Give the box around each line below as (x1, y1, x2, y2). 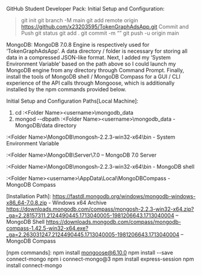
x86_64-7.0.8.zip (6, 199, 47, 206)
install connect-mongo (6, 262, 63, 269)
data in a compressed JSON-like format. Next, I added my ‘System (6, 54, 171, 61)
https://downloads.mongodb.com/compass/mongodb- (46, 219, 182, 225)
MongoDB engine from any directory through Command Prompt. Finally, (6, 67, 185, 74)
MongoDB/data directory (14, 122, 77, 128)
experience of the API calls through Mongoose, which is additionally (6, 79, 175, 86)
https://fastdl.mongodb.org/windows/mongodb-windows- (52, 193, 196, 200)
